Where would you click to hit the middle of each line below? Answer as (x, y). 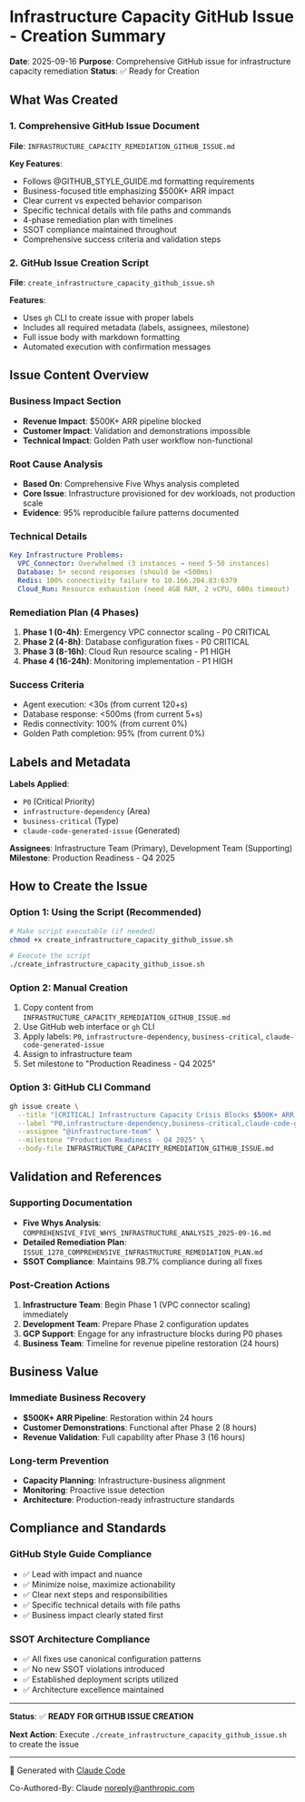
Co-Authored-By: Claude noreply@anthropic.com (102, 1787)
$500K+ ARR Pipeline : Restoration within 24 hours (118, 1417)
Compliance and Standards (88, 1529)
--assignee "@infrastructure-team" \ (89, 1132)
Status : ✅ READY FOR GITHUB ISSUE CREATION (102, 1716)
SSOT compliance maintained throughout (99, 229)
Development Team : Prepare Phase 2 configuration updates (136, 1324)
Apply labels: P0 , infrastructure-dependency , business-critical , (143, 1037)
